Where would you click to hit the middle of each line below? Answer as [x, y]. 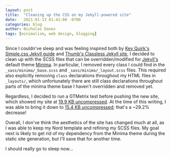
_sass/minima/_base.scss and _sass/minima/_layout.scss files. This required [86, 70]
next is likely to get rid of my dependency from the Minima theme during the [85, 133]
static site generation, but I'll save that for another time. [63, 139]
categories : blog [24, 24]
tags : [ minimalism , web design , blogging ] [51, 34]
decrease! [16, 113]
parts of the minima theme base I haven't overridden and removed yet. [80, 86]
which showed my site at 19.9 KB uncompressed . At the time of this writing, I [86, 102]
